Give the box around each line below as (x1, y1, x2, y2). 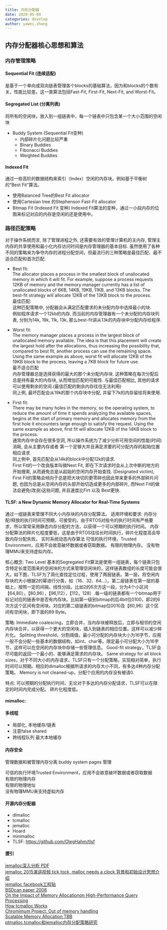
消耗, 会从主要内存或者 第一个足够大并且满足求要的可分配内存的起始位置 (12, 444, 160, 450)
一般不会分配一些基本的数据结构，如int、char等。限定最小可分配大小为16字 (5, 638, 159, 644)
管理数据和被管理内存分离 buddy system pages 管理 (5, 759, 112, 765)
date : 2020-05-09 (5, 12, 41, 17)
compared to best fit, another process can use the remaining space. (12, 348, 152, 354)
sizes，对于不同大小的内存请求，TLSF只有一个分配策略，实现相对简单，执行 (5, 657, 162, 663)
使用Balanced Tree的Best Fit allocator (12, 193, 90, 199)
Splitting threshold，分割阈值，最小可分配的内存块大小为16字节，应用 (19, 632, 162, 638)
